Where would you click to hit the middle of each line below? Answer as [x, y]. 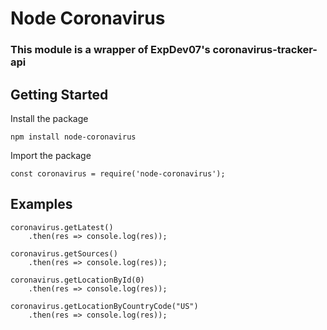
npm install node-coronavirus [73, 137]
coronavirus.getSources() [64, 253]
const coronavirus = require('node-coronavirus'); [118, 173]
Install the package [49, 118]
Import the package [51, 155]
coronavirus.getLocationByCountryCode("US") [104, 306]
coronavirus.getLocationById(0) [77, 280]
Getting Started [59, 94]
